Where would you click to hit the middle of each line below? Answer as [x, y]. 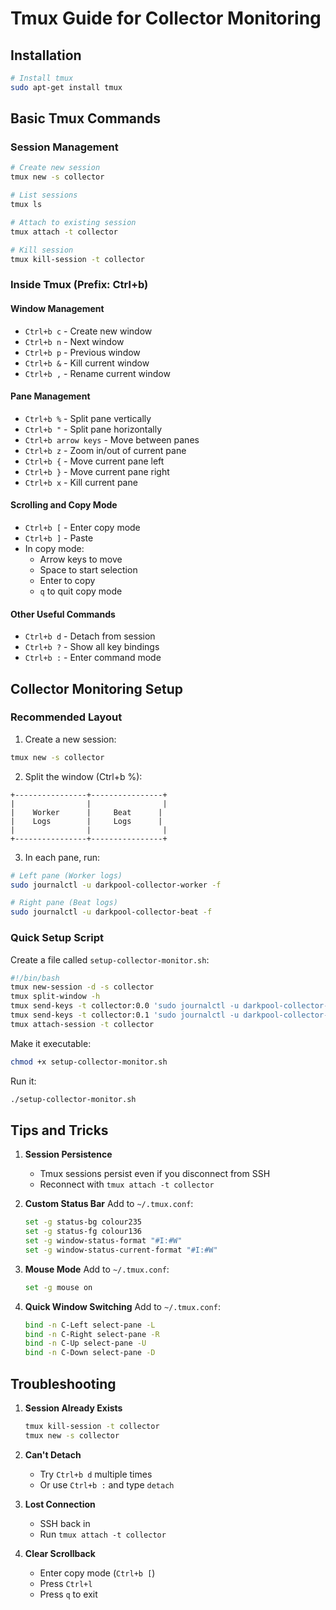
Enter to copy [67, 580]
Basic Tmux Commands [86, 118]
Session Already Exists [73, 1408]
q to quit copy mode [81, 591]
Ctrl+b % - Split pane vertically [88, 418]
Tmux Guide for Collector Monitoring [166, 18]
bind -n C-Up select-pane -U [85, 1343]
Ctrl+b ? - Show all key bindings [92, 647]
